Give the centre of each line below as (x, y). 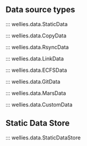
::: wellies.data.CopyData (36, 36)
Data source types (41, 10)
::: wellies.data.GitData (33, 81)
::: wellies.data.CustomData (39, 104)
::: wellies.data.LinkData (35, 58)
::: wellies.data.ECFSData (36, 70)
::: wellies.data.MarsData (36, 93)
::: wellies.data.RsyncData (37, 47)
